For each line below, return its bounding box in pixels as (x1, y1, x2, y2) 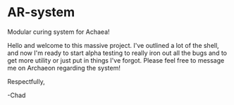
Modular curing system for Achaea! (7, 27, 111, 36)
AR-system (7, 4, 75, 20)
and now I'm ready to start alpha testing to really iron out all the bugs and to (7, 49, 228, 57)
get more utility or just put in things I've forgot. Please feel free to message (7, 56, 225, 64)
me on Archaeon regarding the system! (7, 63, 121, 72)
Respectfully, (7, 77, 45, 85)
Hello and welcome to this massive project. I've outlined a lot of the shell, (7, 41, 220, 49)
